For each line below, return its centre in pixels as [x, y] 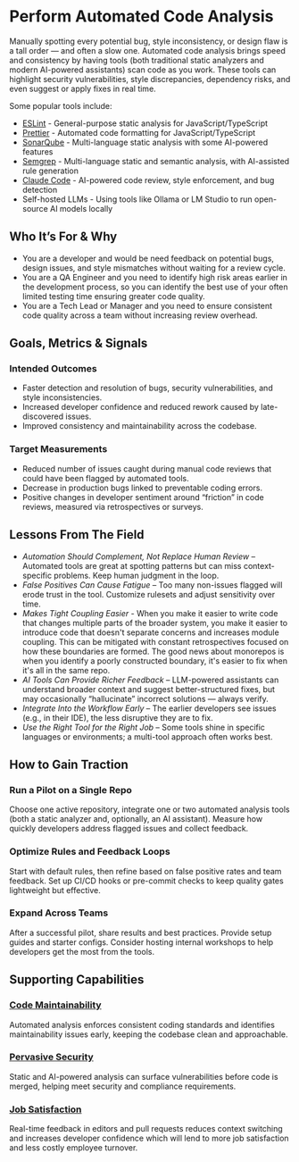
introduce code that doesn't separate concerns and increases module [150, 632]
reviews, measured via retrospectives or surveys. [112, 506]
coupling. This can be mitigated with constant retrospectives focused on [155, 641]
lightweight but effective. [55, 890]
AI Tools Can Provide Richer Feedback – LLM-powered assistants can [150, 680]
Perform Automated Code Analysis [141, 17]
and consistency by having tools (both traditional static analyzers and [137, 60]
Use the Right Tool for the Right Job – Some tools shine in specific [144, 727]
